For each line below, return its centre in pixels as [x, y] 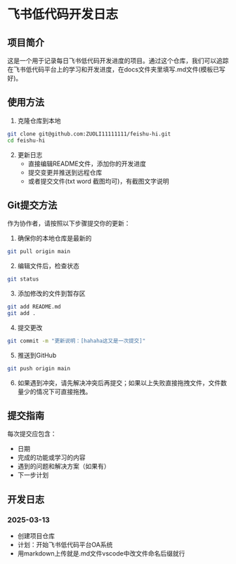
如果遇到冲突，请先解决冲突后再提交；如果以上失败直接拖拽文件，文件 [119, 382]
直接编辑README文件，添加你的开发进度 [87, 163]
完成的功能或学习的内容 [51, 457]
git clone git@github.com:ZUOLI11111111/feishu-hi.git [89, 134]
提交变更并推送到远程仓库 [65, 172]
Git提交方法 [32, 205]
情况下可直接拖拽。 [64, 391]
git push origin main [39, 368]
